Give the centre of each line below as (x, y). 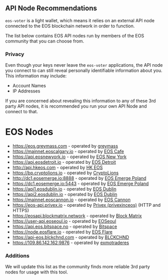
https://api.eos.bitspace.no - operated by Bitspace (65, 226)
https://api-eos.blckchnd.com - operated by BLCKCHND (71, 238)
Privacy (15, 54)
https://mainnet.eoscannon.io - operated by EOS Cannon (71, 200)
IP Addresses (26, 91)
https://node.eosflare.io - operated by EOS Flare (62, 232)
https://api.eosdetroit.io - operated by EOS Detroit (64, 162)
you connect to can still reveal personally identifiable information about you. (84, 71)
